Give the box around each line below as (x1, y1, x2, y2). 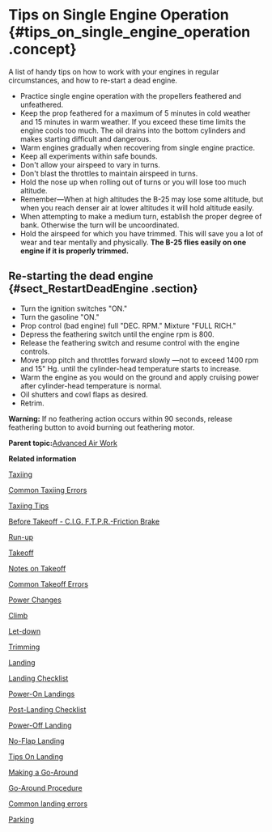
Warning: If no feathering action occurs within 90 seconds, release (8, 414, 233, 423)
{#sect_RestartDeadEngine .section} (8, 282, 198, 296)
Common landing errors (8, 799, 87, 809)
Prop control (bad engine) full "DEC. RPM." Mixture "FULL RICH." (19, 320, 236, 330)
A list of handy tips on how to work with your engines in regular (8, 66, 219, 76)
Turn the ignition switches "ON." (19, 304, 128, 313)
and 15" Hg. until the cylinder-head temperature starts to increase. (19, 363, 241, 373)
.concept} (8, 40, 77, 58)
